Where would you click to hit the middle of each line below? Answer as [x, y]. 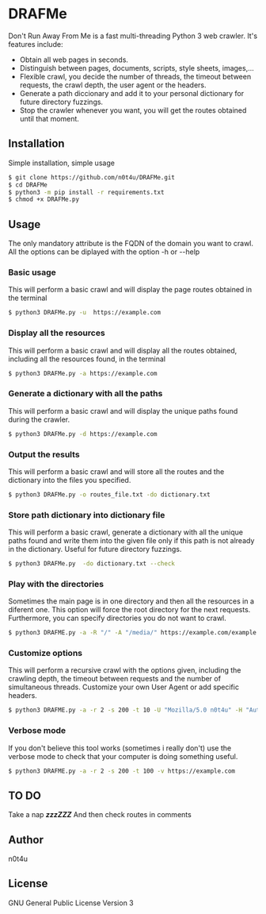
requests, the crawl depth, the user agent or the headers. [113, 85]
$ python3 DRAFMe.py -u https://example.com [84, 313]
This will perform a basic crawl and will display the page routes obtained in [130, 290]
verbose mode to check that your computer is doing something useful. [123, 756]
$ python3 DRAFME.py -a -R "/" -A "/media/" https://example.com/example [133, 633]
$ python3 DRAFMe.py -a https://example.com [83, 373]
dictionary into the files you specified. [70, 480]
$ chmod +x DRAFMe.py [44, 199]
